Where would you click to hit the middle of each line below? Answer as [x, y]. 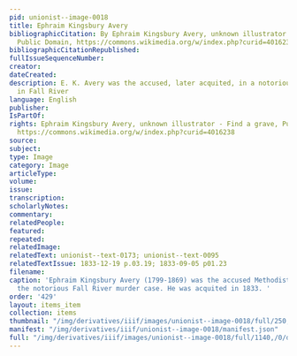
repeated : [27, 239]
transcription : [37, 198]
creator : [25, 67]
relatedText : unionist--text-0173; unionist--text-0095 [114, 256]
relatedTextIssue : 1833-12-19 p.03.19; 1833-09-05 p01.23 [118, 264]
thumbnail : [29, 322]
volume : [23, 182]
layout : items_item [45, 305]
